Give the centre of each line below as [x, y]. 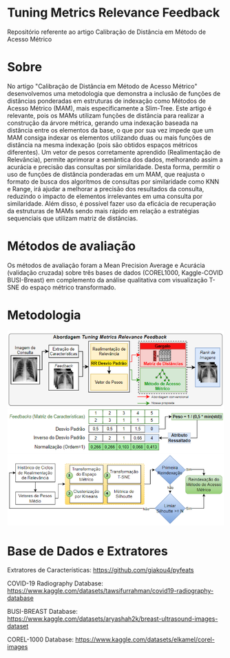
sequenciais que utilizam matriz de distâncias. [73, 218]
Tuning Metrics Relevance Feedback [114, 13]
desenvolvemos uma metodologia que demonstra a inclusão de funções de [114, 93]
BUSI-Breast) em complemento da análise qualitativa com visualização [107, 280]
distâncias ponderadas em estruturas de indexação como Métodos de [107, 101]
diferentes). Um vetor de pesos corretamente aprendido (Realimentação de [114, 152]
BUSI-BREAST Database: [42, 612]
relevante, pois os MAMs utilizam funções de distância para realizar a [106, 115]
